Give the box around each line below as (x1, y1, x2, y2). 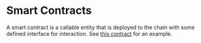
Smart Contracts (6, 4, 93, 18)
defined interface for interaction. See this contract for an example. (6, 30, 172, 37)
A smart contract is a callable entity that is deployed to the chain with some (6, 24, 195, 31)
